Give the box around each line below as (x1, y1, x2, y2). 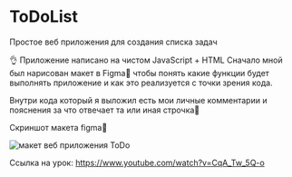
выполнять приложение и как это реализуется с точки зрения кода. (9, 77, 274, 88)
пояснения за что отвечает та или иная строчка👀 (9, 104, 200, 115)
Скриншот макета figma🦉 (9, 122, 108, 133)
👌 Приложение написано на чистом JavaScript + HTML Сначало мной (9, 54, 283, 65)
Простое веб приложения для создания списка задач (9, 36, 218, 47)
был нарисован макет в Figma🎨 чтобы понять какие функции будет (9, 67, 270, 78)
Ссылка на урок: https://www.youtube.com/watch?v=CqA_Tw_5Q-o (9, 157, 265, 168)
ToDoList (9, 6, 79, 27)
